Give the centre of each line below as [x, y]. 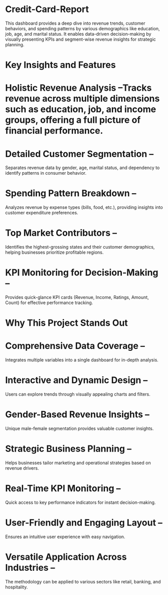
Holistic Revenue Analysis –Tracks [78, 88]
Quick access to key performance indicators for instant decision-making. [80, 502]
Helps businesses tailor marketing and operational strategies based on [78, 463]
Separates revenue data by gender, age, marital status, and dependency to [82, 168]
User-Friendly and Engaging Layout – [84, 523]
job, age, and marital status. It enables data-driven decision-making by [78, 34]
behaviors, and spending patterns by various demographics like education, [82, 28]
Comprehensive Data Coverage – [75, 346]
